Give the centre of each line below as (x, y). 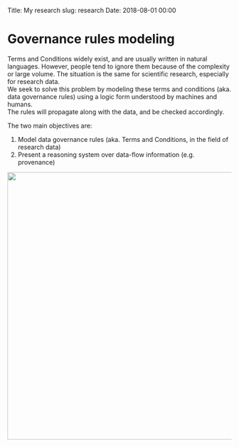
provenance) (36, 162)
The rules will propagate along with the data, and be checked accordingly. (116, 112)
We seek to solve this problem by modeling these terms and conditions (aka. (119, 89)
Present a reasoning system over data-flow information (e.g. (106, 154)
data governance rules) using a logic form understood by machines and (112, 96)
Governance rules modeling (91, 39)
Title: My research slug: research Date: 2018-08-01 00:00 (92, 10)
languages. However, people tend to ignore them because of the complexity (118, 66)
